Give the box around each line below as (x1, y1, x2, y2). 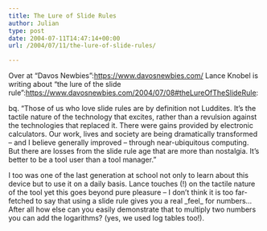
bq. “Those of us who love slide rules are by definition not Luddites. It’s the (8, 104, 257, 113)
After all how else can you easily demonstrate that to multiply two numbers (8, 204, 257, 214)
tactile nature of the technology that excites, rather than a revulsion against (8, 112, 257, 122)
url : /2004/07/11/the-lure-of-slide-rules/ (8, 42, 157, 50)
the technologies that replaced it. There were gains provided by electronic (8, 121, 253, 130)
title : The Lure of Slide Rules (8, 11, 117, 20)
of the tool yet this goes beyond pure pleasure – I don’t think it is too (8, 188, 234, 197)
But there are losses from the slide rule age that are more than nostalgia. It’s (8, 146, 260, 156)
